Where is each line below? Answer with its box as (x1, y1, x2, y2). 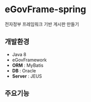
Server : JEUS (12, 73, 42, 79)
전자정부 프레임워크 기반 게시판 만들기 (5, 21, 79, 27)
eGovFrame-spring (5, 4, 86, 15)
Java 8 (12, 51, 26, 57)
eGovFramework (12, 57, 47, 63)
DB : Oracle (12, 67, 36, 73)
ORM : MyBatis (12, 62, 43, 68)
